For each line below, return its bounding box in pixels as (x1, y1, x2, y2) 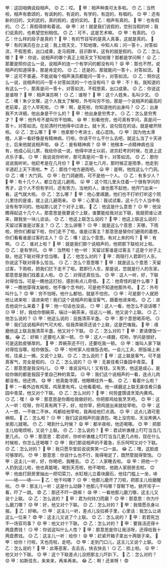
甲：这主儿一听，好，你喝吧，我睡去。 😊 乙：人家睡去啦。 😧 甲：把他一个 (5, 458, 159, 464)
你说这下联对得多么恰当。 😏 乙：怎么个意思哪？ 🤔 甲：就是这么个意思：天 (5, 259, 157, 265)
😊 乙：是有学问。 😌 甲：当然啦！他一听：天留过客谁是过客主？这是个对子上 (5, 247, 162, 253)
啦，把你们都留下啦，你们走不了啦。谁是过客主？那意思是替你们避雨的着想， (5, 229, 162, 234)
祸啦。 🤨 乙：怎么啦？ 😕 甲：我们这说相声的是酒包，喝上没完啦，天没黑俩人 (5, 415, 162, 420)
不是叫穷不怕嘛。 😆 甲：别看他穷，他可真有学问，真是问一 (41, 117, 162, 122)
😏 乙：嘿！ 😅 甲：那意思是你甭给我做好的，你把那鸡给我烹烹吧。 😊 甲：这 (5, 396, 160, 402)
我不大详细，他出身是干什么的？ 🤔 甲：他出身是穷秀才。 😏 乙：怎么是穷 (5, 110, 153, 116)
